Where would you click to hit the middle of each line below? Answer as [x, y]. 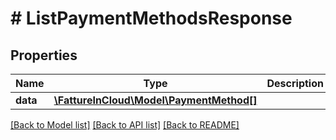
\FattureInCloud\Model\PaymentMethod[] [155, 100]
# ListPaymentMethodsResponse [151, 18]
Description [295, 83]
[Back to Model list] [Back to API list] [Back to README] [125, 125]
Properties [44, 55]
